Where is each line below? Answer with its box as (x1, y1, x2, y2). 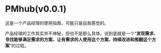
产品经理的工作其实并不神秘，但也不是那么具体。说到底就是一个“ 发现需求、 (5, 30, 159, 36)
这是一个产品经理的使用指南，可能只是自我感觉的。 (5, 20, 109, 26)
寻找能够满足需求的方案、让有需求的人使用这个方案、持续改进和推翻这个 (5, 36, 152, 42)
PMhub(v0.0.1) (5, 3, 66, 15)
